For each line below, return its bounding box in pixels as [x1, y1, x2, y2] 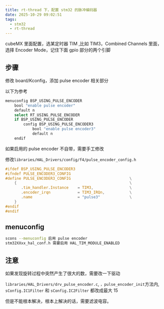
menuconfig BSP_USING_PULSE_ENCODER [5, 98, 82, 104]
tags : [5, 17, 17, 22]
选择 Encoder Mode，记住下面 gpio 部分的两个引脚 [5, 47, 111, 53]
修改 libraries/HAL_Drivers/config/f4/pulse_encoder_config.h [5, 156, 136, 162]
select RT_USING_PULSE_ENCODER [14, 112, 80, 118]
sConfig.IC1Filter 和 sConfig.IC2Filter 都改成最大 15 [5, 287, 119, 293]
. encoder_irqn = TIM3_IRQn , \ [21, 190, 132, 195]
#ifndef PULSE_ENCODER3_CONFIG [5, 171, 71, 176]
